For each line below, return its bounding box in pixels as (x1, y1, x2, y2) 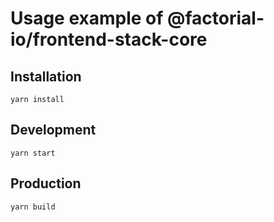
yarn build (10, 202, 56, 212)
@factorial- (167, 7, 265, 30)
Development (10, 122, 97, 139)
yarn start (10, 148, 56, 158)
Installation (10, 68, 82, 85)
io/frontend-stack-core (10, 28, 208, 51)
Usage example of (10, 7, 164, 30)
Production (10, 175, 82, 192)
